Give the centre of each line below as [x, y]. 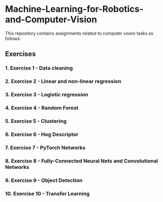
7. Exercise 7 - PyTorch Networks [45, 148]
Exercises [20, 54]
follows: [13, 39]
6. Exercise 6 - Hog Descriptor [42, 134]
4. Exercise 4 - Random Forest [42, 108]
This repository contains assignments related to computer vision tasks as [79, 33]
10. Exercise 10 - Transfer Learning [48, 194]
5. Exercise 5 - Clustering [36, 121]
